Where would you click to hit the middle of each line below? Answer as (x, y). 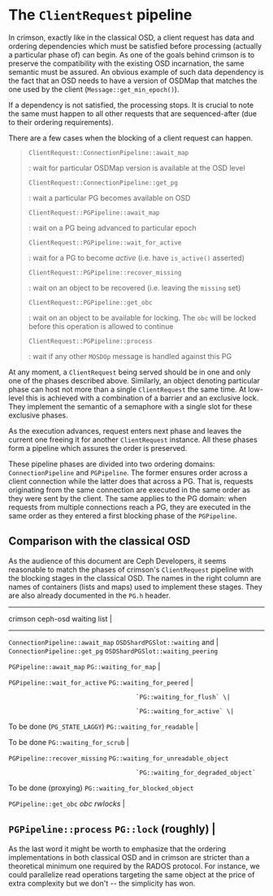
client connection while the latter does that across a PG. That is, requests (131, 481)
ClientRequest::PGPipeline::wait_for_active (105, 242)
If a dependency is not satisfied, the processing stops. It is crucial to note (131, 105)
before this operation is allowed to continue (101, 326)
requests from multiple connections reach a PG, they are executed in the (130, 507)
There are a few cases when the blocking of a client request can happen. (131, 138)
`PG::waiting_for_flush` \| (183, 697)
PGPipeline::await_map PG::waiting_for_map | (84, 666)
